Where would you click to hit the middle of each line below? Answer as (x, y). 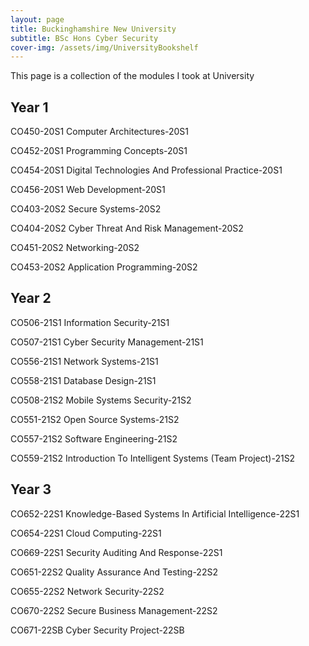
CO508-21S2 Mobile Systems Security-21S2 (101, 400)
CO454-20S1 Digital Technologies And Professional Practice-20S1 (146, 170)
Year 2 (31, 298)
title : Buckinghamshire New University (93, 29)
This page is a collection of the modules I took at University (132, 76)
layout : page (37, 19)
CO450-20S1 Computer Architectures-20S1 (100, 132)
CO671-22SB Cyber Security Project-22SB (97, 630)
